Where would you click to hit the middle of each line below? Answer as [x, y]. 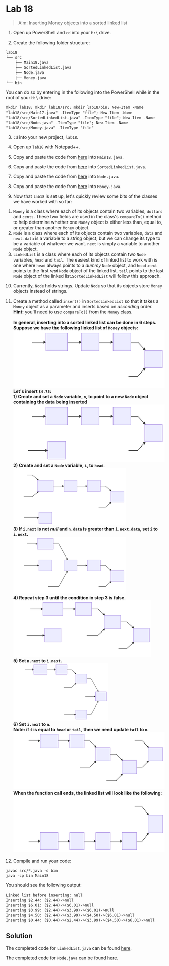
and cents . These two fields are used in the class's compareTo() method [87, 216]
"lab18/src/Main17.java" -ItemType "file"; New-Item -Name [69, 113]
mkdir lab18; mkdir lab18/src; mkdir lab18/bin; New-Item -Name [75, 107]
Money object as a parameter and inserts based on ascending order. [83, 306]
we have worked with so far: [42, 201]
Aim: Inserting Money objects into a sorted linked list [73, 23]
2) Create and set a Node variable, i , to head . [59, 465]
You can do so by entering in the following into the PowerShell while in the [83, 92]
